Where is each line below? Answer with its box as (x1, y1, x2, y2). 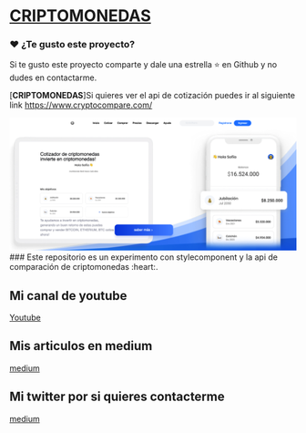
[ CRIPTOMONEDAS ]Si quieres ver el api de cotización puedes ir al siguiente (9, 90, 296, 101)
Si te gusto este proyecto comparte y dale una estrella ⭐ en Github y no (9, 59, 278, 70)
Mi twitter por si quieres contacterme (9, 389, 225, 405)
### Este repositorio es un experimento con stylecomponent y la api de (9, 252, 278, 263)
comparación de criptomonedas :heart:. (9, 262, 158, 273)
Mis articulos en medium (9, 338, 153, 354)
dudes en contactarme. (9, 72, 97, 83)
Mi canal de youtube (9, 288, 127, 304)
